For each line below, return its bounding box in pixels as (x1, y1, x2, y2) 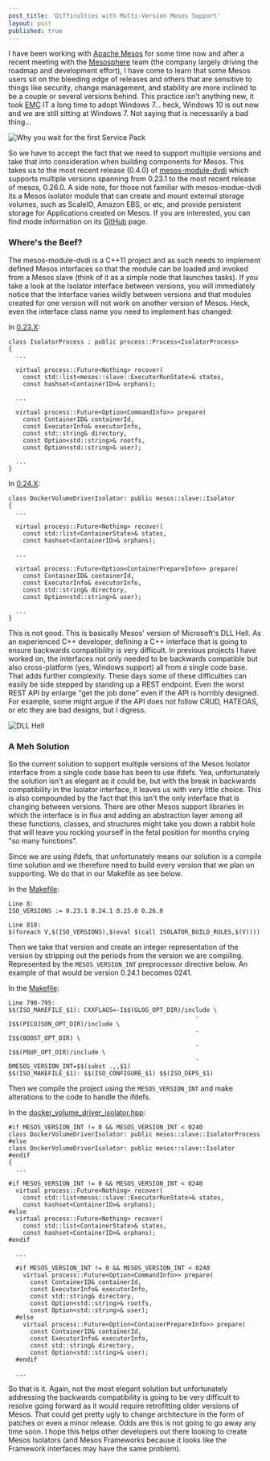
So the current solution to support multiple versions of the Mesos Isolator (8, 758, 251, 769)
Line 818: (8, 921, 42, 929)
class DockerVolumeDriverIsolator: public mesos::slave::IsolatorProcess (8, 1130, 261, 1138)
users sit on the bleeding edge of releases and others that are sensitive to (8, 74, 252, 85)
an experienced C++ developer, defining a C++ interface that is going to (8, 637, 247, 646)
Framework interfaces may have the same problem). (8, 1443, 182, 1453)
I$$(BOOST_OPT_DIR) (8, 1034, 74, 1042)
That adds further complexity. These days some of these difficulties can (8, 671, 247, 680)
